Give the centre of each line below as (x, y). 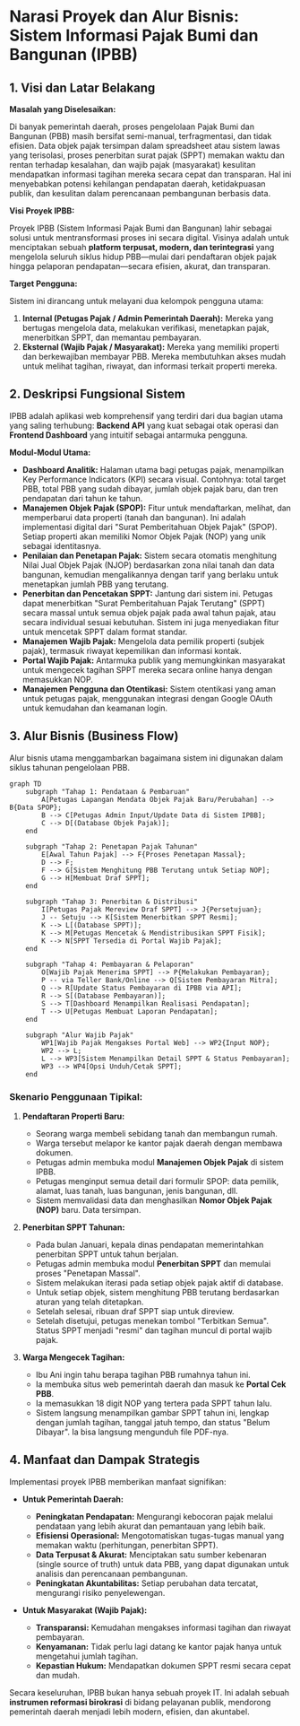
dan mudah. (58, 1675)
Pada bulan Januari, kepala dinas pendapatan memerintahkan (150, 1244)
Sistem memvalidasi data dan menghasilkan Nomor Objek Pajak (154, 1200)
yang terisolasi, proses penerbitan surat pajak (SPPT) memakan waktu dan (147, 155)
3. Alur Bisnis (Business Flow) (94, 736)
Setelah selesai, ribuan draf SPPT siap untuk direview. (135, 1311)
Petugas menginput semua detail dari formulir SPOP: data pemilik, (157, 1181)
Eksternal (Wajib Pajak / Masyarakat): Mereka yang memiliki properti (150, 347)
